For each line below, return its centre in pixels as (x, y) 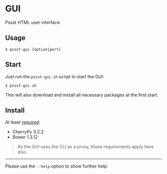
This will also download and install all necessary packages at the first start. (82, 95)
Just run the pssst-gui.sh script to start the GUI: (55, 76)
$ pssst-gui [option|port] (33, 49)
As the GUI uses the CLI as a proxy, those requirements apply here (85, 147)
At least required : (23, 122)
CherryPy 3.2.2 (28, 132)
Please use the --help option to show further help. (57, 166)
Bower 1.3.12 (25, 137)
